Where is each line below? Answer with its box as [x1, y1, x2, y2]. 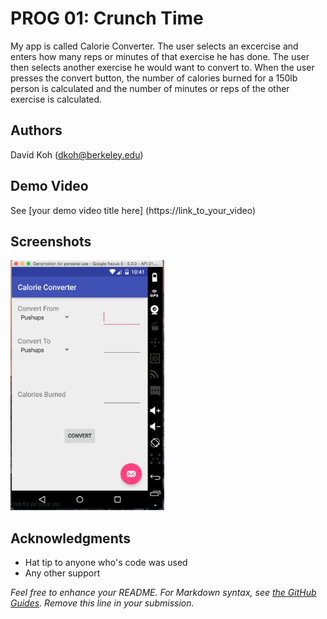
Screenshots [10, 233, 92, 250]
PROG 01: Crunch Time [10, 7, 204, 30]
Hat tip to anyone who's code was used [24, 557, 188, 569]
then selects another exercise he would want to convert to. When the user [10, 61, 315, 73]
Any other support [24, 567, 101, 579]
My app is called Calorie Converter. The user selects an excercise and [10, 40, 299, 52]
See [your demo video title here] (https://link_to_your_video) [10, 204, 257, 216]
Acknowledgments [10, 530, 132, 547]
